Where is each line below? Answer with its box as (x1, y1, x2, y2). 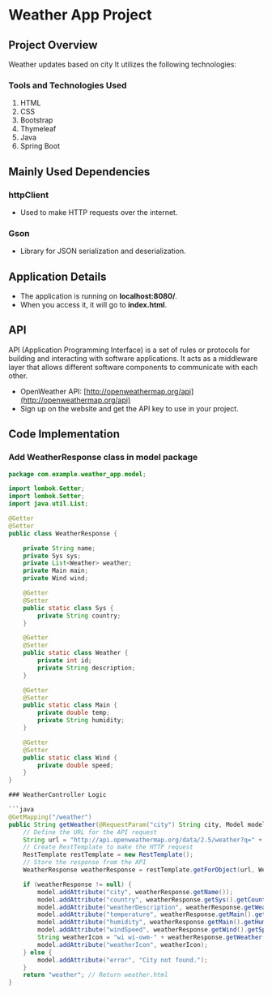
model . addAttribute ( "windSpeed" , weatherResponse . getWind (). (37, 926, 249, 934)
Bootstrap (19, 115, 53, 125)
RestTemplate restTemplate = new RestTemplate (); (23, 850, 194, 859)
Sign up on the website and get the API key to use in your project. (19, 403, 239, 413)
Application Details (8, 269, 107, 283)
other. (8, 371, 28, 381)
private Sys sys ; (23, 552, 82, 560)
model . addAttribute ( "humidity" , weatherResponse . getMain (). (37, 919, 244, 927)
